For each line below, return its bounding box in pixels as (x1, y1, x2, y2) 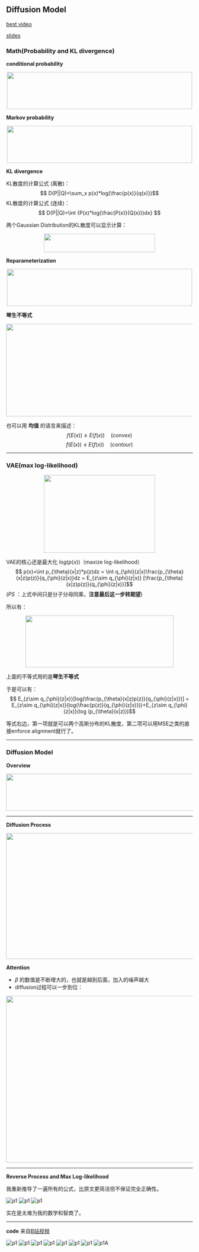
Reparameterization (6, 257, 56, 265)
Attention (6, 964, 30, 971)
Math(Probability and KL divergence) (6, 47, 115, 55)
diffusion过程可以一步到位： (14, 983, 84, 990)
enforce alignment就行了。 (11, 728, 77, 735)
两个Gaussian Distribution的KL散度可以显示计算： (6, 222, 127, 229)
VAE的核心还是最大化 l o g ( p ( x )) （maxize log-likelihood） (6, 559, 143, 566)
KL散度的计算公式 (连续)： (6, 200, 70, 207)
